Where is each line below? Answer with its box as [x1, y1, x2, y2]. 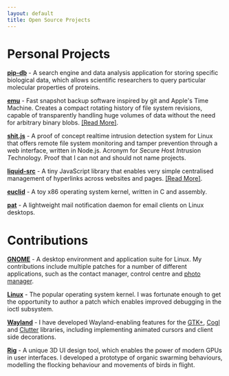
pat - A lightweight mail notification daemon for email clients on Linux [7, 201, 204, 210]
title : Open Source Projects [7, 16, 91, 23]
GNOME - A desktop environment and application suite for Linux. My [7, 255, 202, 263]
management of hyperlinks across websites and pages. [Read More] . [7, 175, 203, 183]
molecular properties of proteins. [7, 83, 100, 91]
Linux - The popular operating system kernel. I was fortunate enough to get [7, 290, 221, 299]
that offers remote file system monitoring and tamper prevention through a [7, 139, 218, 148]
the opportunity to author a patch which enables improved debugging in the [7, 298, 222, 306]
